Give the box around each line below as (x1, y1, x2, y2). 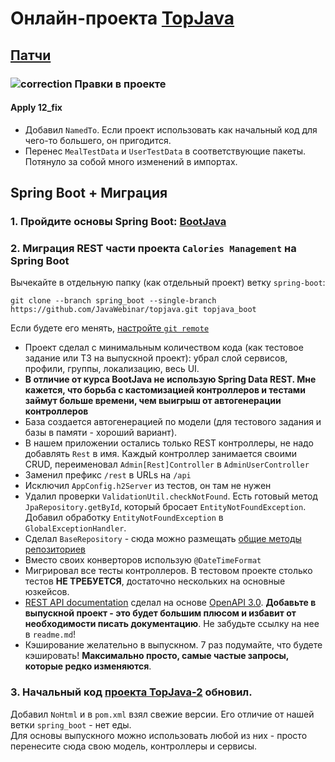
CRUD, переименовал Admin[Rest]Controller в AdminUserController (24, 458, 310, 471)
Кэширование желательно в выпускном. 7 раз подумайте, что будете (24, 639, 323, 651)
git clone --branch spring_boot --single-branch (10, 296, 217, 306)
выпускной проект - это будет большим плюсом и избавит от (24, 607, 297, 619)
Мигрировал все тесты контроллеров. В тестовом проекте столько (24, 565, 313, 577)
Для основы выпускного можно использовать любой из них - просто (10, 729, 308, 741)
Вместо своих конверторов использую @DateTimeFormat (24, 554, 262, 566)
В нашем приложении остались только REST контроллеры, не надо (24, 437, 314, 449)
